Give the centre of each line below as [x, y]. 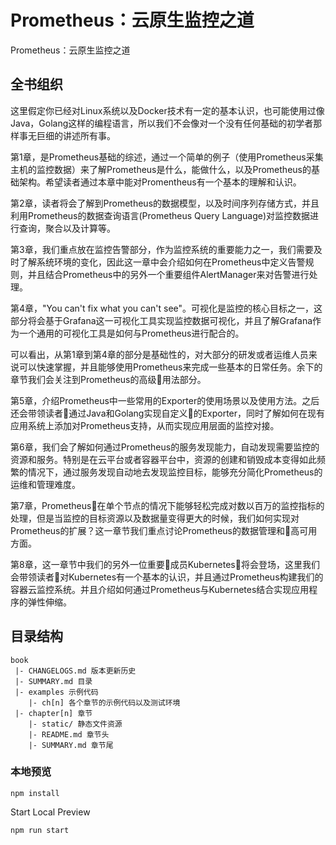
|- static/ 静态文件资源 [75, 724]
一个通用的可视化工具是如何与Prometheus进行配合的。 [131, 333]
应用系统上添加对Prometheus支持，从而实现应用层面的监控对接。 [145, 425]
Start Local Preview [50, 812]
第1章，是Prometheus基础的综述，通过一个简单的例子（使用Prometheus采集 [167, 157]
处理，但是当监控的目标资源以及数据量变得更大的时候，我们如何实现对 [155, 518]
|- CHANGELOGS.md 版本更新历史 [75, 671]
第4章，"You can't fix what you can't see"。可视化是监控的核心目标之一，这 [166, 308]
